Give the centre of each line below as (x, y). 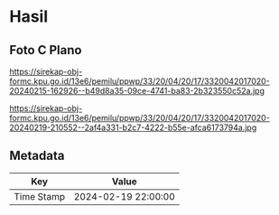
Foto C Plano (46, 50)
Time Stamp (40, 196)
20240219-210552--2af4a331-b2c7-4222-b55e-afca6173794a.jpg (133, 127)
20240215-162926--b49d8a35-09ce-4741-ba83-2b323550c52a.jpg (137, 91)
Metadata (37, 156)
